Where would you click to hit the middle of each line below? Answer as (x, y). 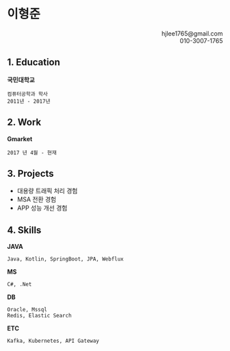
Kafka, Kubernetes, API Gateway (53, 341)
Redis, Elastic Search (39, 316)
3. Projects (30, 173)
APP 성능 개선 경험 (42, 208)
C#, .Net (20, 285)
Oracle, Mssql (27, 310)
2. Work (24, 122)
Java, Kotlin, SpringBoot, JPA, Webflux (66, 259)
